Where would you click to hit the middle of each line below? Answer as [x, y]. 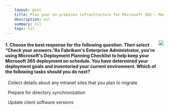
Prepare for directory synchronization [46, 93]
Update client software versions [40, 102]
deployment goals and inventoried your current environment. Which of [81, 66]
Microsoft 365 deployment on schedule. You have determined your [77, 61]
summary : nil [28, 24]
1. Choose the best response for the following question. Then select [77, 45]
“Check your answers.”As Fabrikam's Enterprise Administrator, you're [80, 50]
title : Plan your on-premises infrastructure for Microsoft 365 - [85, 15]
